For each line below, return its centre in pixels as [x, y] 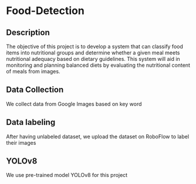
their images [21, 142]
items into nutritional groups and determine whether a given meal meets [93, 53]
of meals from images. [33, 71]
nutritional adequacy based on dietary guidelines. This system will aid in [93, 59]
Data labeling [31, 122]
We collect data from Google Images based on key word [74, 104]
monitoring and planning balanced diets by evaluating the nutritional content [98, 65]
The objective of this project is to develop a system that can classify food [95, 46]
